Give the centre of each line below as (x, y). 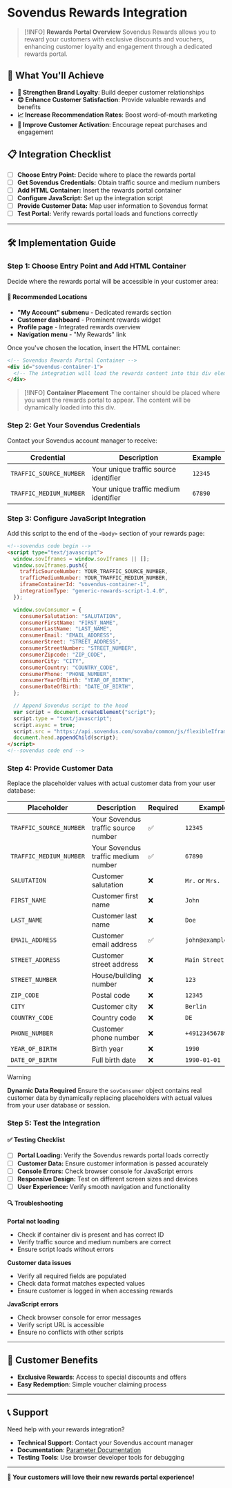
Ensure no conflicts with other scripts (70, 1332)
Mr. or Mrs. (203, 880)
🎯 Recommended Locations (47, 297)
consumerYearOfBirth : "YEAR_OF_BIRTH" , (77, 680)
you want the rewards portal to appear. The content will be (107, 400)
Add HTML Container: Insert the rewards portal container (99, 190)
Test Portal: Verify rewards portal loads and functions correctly (107, 213)
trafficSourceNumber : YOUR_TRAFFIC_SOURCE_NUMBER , (94, 572)
